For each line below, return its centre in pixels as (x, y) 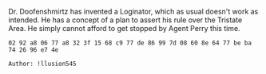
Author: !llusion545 (43, 64)
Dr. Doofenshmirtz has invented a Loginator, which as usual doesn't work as (133, 12)
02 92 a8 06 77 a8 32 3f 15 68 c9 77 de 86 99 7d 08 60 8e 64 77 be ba (130, 43)
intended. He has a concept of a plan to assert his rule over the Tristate (125, 20)
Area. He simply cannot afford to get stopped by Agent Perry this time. (125, 28)
